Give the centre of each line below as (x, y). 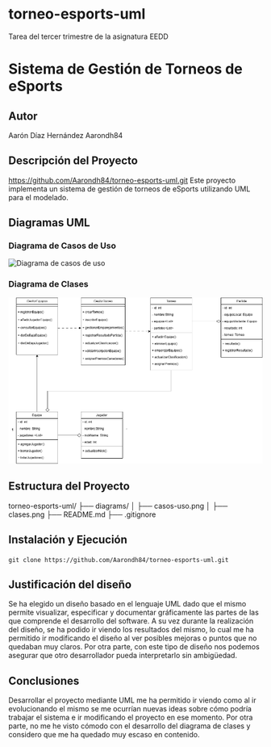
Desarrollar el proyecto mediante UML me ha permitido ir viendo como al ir (132, 700)
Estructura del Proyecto (69, 487)
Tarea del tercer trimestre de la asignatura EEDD (89, 36)
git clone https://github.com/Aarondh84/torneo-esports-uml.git (119, 560)
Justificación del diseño (70, 585)
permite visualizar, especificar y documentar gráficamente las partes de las (134, 613)
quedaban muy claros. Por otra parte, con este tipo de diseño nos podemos (134, 647)
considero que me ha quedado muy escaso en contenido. (104, 735)
